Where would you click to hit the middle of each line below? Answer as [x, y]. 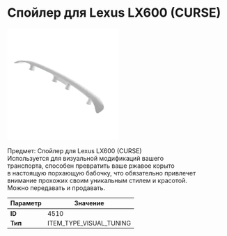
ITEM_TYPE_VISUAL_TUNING [89, 223]
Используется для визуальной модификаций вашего [86, 158]
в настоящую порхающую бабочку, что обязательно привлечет [102, 173]
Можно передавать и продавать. [56, 188]
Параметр [26, 203]
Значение [89, 203]
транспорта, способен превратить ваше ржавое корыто [91, 166]
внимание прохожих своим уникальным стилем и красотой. [97, 180]
